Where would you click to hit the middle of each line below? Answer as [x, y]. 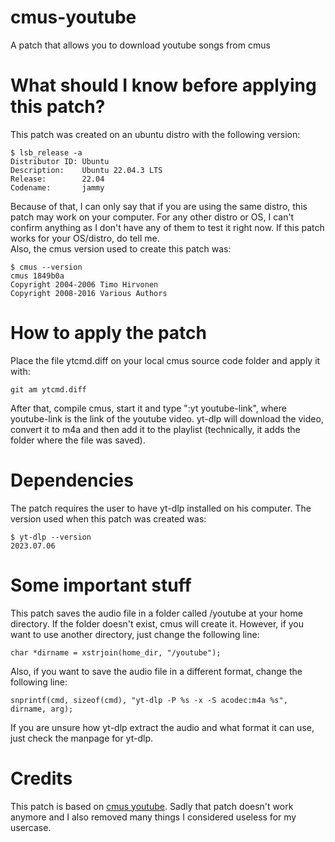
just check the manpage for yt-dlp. [82, 738]
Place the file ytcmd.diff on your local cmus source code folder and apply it [165, 360]
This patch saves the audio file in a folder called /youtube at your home [156, 613]
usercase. [31, 827]
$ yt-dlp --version [51, 537]
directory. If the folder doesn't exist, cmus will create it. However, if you [157, 623]
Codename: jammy [57, 187]
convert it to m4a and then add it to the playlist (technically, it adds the [155, 429]
